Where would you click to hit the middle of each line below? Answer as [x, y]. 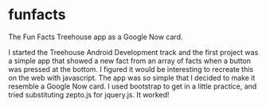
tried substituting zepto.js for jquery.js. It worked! [89, 94]
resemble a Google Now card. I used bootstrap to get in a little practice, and [133, 86]
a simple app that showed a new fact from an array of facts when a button [130, 61]
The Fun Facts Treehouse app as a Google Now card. [96, 37]
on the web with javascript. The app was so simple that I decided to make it [132, 77]
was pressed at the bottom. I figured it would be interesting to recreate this [131, 69]
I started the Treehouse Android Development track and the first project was [133, 52]
